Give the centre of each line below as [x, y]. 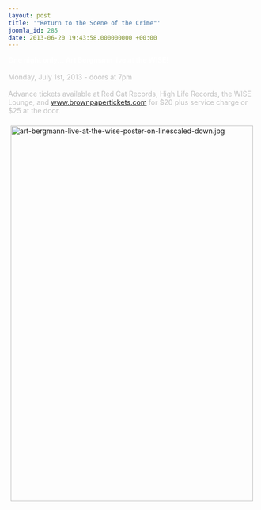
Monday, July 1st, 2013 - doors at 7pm [70, 77]
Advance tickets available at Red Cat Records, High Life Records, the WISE [130, 94]
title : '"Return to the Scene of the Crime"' [84, 23]
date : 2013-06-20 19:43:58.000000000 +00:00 [83, 38]
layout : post [30, 15]
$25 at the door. [34, 111]
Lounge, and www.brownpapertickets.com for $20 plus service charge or [128, 102]
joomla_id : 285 [33, 30]
